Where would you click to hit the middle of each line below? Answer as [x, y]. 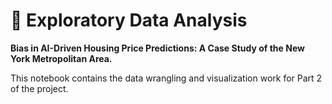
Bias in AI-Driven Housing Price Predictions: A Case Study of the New [157, 48]
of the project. [39, 88]
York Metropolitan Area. [61, 58]
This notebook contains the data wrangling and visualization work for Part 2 [166, 78]
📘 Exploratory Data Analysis [129, 20]
